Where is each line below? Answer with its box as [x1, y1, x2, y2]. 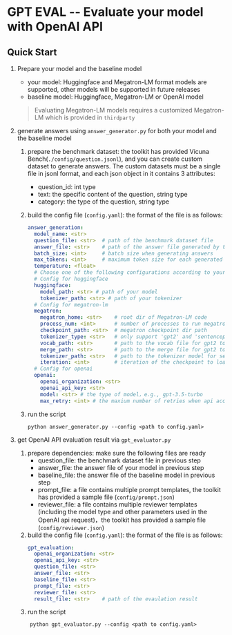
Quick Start [7, 46, 57, 58]
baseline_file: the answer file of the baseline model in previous [37, 471, 215, 479]
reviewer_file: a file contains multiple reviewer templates [37, 500, 198, 508]
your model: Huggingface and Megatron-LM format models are [27, 78, 207, 86]
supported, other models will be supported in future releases [27, 86, 200, 93]
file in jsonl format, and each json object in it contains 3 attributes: [27, 170, 215, 177]
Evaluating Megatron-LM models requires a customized [34, 106, 193, 114]
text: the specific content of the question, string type [37, 190, 188, 198]
